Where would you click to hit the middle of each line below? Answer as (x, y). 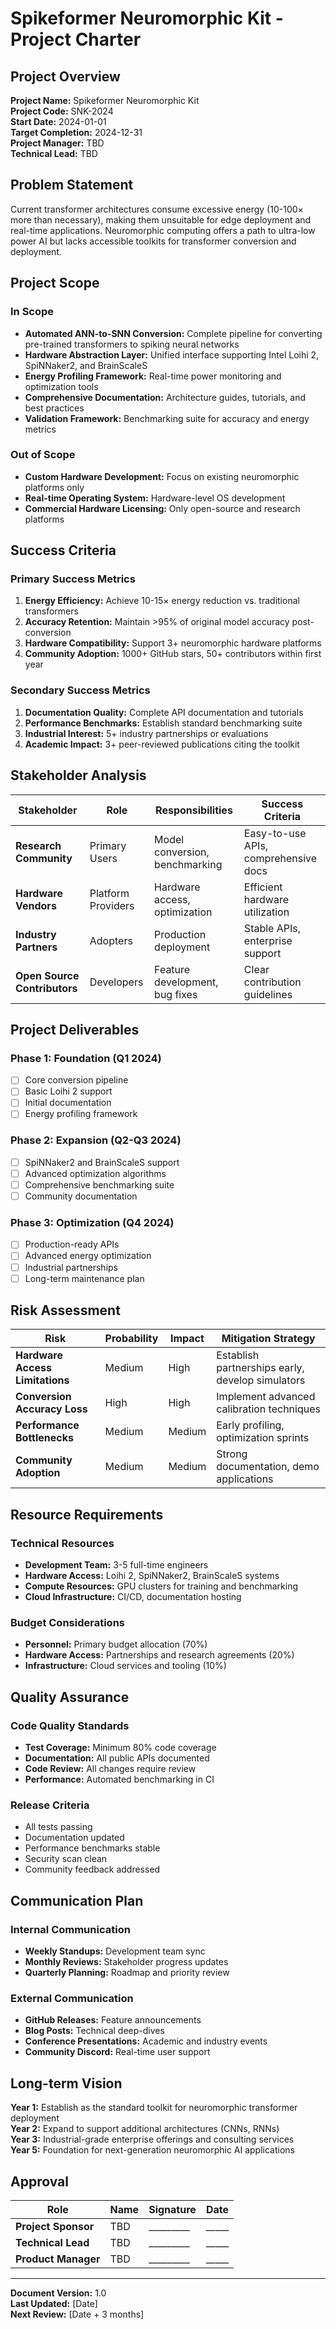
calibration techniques (268, 1409)
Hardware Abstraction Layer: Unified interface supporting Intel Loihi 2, (172, 354)
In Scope (32, 312)
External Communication (72, 1999)
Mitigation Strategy (268, 1339)
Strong (232, 1454)
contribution (272, 982)
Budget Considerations (67, 1623)
